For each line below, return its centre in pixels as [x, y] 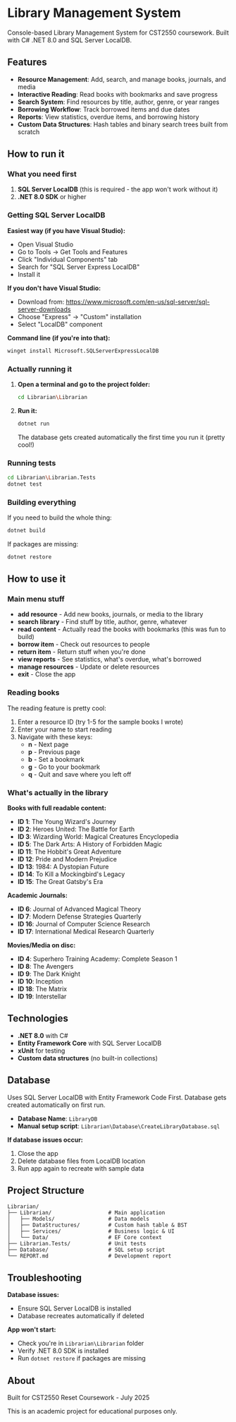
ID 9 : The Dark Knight [49, 974]
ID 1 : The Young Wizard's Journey [67, 822]
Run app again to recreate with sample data [81, 1168]
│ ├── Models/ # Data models [79, 1219]
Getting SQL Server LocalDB [56, 215]
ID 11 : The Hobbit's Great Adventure [69, 852]
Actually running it [40, 369]
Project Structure [46, 1191]
